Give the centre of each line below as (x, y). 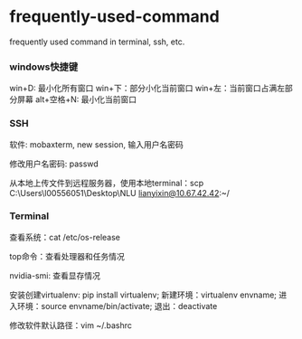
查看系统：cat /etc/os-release (65, 237)
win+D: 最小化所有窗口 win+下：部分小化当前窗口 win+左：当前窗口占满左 (147, 89)
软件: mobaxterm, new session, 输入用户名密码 (96, 144)
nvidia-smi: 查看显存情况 (55, 275)
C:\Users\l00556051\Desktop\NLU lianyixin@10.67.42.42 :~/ (120, 193)
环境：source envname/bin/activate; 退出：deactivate (117, 306)
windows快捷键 (44, 67)
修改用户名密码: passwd (54, 164)
